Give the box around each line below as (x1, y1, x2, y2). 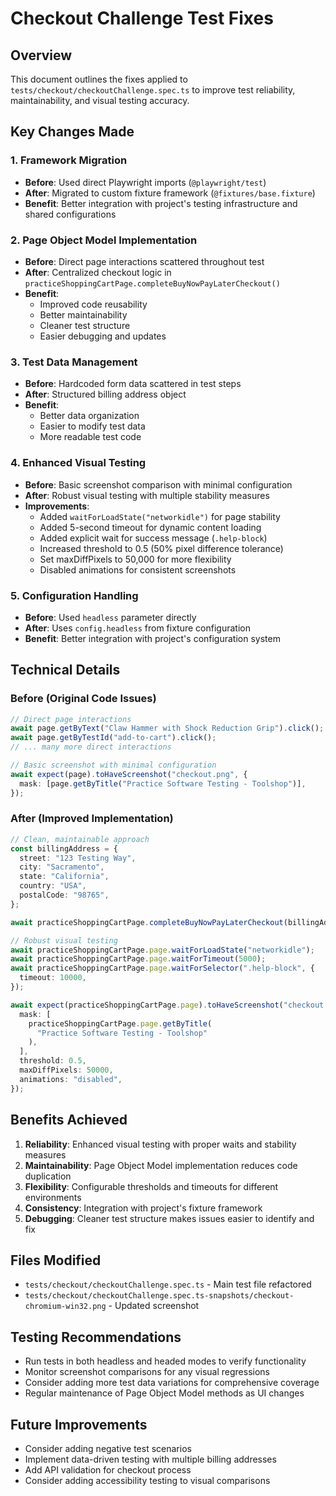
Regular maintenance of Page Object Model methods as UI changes (24, 1387, 305, 1399)
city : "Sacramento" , (19, 862, 105, 872)
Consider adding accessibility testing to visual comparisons (24, 1474, 271, 1486)
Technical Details (10, 662, 121, 679)
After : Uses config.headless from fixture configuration (24, 622, 251, 634)
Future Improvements (10, 1416, 148, 1433)
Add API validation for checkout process (24, 1463, 192, 1476)
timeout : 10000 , (19, 973, 87, 983)
